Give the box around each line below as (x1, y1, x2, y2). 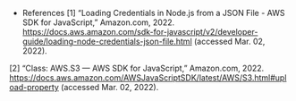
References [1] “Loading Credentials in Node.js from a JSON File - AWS (21, 8, 285, 18)
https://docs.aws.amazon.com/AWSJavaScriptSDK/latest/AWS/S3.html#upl (9, 72, 287, 83)
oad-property (9, 82, 60, 92)
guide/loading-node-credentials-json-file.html (21, 36, 192, 46)
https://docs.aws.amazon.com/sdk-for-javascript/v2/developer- (21, 27, 258, 37)
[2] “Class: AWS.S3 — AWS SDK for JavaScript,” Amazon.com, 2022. (9, 63, 265, 73)
